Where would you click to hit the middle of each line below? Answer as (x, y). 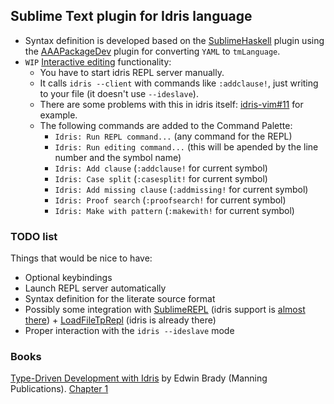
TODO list (34, 236)
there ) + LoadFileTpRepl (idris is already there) (120, 320)
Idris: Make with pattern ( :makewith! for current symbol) (174, 210)
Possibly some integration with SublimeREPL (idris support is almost (165, 310)
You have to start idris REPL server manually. (132, 72)
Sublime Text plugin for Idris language (131, 16)
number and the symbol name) (118, 157)
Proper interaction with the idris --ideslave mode (129, 331)
